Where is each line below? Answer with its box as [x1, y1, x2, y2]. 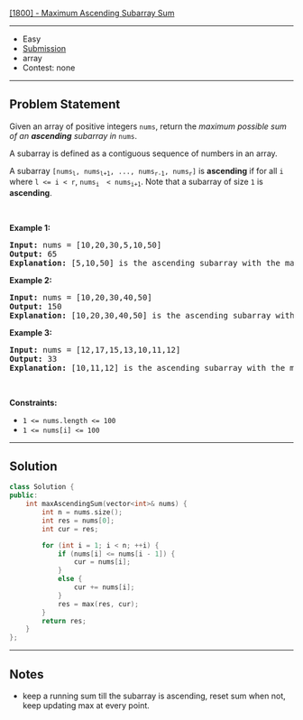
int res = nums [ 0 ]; [41, 516, 115, 525]
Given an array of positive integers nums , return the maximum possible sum [9, 121, 287, 132]
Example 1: [9, 222, 51, 233]
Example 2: [9, 274, 52, 285]
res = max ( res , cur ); [57, 599, 140, 608]
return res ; [41, 616, 87, 625]
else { [57, 575, 83, 584]
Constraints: [9, 397, 58, 408]
